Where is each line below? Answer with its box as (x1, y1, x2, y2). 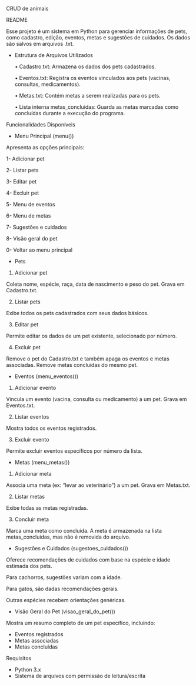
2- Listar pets (6, 167, 39, 173)
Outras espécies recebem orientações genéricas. (6, 597, 126, 603)
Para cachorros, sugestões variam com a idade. (6, 574, 122, 581)
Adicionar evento (14, 385, 57, 391)
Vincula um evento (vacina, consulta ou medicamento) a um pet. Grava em (6, 396, 187, 402)
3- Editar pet (6, 178, 37, 185)
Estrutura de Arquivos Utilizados (14, 52, 93, 58)
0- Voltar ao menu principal (6, 246, 72, 253)
